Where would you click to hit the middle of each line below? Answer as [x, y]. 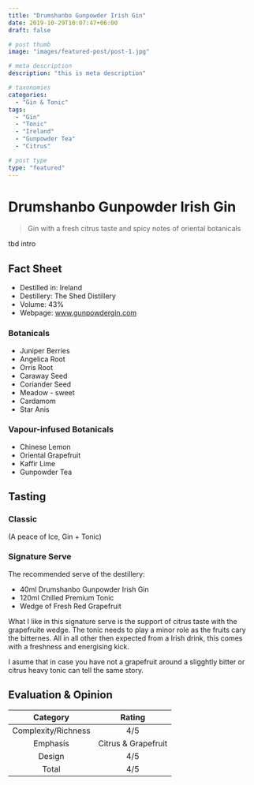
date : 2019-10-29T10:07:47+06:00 [63, 23]
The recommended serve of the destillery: [77, 574]
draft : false [30, 30]
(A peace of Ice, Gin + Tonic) [55, 536]
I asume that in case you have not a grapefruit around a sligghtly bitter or [127, 662]
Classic [23, 519]
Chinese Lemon [45, 447]
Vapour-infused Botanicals [61, 429]
